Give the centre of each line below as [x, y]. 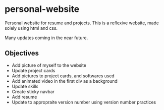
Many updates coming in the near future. [46, 38]
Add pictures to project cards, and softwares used [63, 76]
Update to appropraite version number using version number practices [84, 102]
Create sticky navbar [33, 91]
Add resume [24, 97]
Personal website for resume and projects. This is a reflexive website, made [82, 23]
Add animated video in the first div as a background [64, 81]
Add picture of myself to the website [49, 65]
